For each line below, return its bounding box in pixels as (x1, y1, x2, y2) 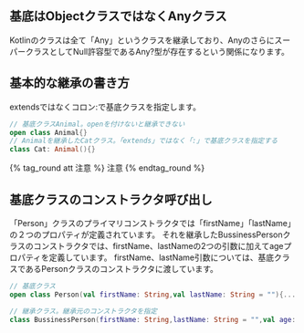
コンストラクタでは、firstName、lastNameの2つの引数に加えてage (33, 240, 285, 251)
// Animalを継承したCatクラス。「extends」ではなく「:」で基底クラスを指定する (9, 136, 278, 146)
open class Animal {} (9, 128, 89, 137)
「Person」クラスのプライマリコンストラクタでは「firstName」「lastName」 (9, 217, 296, 228)
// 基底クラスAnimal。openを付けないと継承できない (9, 120, 185, 129)
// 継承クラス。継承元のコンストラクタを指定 (9, 307, 158, 316)
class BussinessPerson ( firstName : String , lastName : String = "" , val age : (9, 315, 297, 324)
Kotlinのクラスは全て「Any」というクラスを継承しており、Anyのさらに (9, 35, 276, 46)
